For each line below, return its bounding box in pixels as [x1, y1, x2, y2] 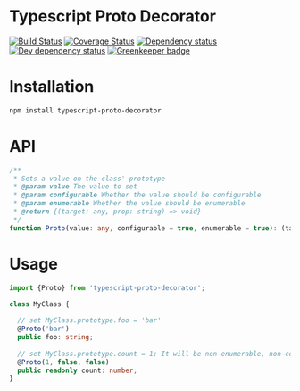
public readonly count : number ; [17, 366, 138, 375]
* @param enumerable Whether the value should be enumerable [12, 199, 246, 208]
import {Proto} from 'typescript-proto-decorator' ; [9, 283, 205, 292]
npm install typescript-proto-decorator [9, 105, 162, 115]
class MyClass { [9, 299, 70, 309]
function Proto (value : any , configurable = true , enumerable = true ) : [9, 223, 278, 233]
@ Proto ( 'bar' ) [17, 324, 70, 334]
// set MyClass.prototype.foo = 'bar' [17, 316, 162, 325]
